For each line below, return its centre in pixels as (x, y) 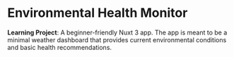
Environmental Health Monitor (98, 13)
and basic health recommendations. (59, 47)
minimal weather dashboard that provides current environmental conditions (117, 39)
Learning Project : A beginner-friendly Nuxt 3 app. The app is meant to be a (117, 32)
